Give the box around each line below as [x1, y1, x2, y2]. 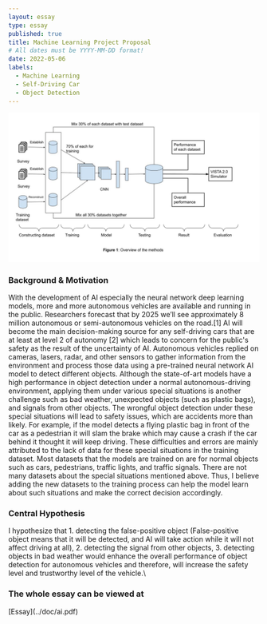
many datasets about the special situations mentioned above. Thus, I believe [8, 471, 260, 481]
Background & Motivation [8, 274, 109, 285]
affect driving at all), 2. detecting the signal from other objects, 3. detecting [8, 543, 255, 553]
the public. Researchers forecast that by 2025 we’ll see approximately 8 [8, 310, 245, 320]
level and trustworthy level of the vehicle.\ [8, 568, 146, 578]
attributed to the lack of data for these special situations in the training [8, 446, 239, 455]
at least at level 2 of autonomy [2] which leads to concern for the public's [8, 336, 249, 345]
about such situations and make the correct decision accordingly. [8, 488, 223, 498]
